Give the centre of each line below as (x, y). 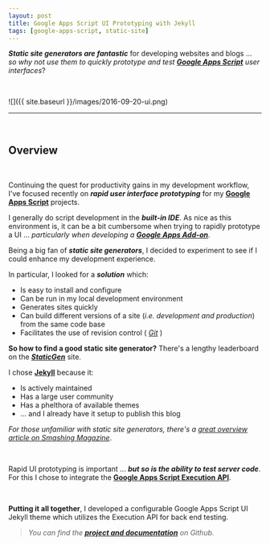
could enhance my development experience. (82, 259)
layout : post (30, 16)
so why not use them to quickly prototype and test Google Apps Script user (134, 62)
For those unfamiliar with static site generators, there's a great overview (128, 429)
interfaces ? (27, 71)
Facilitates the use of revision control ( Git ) (91, 333)
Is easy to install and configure (71, 290)
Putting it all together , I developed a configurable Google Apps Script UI (129, 509)
